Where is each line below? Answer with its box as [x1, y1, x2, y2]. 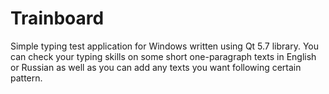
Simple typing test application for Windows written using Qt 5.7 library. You [10, 40, 320, 52]
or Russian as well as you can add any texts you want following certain [10, 61, 302, 73]
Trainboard [10, 7, 105, 30]
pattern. [10, 72, 43, 84]
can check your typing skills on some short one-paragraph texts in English [10, 50, 317, 62]
